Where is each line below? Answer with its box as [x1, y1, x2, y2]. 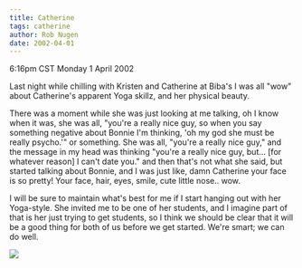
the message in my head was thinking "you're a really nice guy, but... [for [9, 147, 282, 158]
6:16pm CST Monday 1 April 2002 [9, 63, 135, 74]
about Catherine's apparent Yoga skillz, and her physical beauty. [9, 91, 250, 101]
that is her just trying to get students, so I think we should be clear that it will [9, 212, 294, 223]
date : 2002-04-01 [9, 38, 75, 48]
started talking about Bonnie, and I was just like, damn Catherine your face [9, 166, 288, 177]
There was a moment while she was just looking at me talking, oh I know [9, 108, 278, 119]
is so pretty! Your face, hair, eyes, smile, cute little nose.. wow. [9, 176, 241, 187]
